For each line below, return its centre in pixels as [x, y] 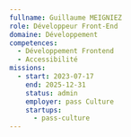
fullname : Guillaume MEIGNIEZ [66, 18]
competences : [34, 43]
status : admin [52, 93]
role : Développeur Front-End [64, 26]
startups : [44, 110]
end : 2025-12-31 [56, 85]
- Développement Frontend [66, 51]
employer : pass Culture [70, 101]
